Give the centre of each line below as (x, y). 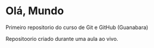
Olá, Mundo (35, 11)
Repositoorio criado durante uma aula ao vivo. (62, 39)
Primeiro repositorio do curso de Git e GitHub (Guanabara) (77, 27)
